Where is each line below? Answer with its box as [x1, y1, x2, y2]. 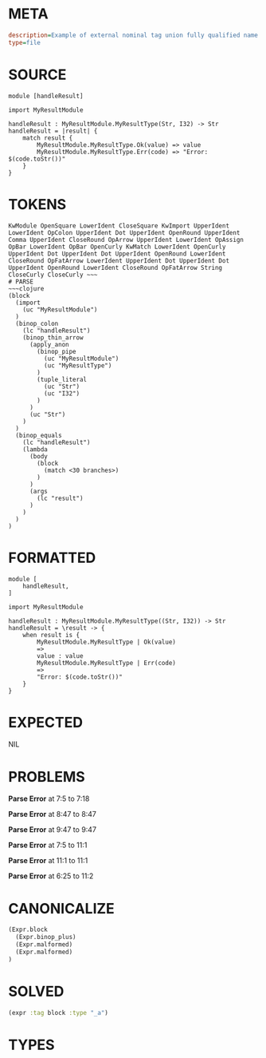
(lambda [22, 445, 48, 454]
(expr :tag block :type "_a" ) [8, 1008, 109, 1016]
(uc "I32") [43, 389, 80, 398]
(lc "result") [37, 494, 84, 502]
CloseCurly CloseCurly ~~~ [8, 271, 98, 279]
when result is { [22, 631, 80, 639]
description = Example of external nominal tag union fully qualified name [8, 31, 259, 39]
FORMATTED [8, 549, 96, 567]
